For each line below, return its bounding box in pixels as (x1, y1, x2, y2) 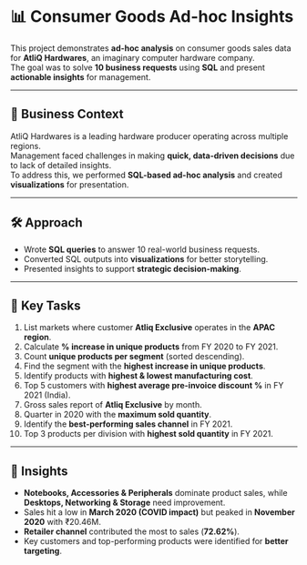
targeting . (23, 546, 63, 557)
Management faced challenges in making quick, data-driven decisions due (10, 150, 295, 161)
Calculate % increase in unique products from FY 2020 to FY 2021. (23, 341, 279, 352)
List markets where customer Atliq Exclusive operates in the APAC (23, 322, 276, 333)
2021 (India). (23, 389, 71, 400)
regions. (10, 140, 42, 151)
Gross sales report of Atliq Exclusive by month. (23, 399, 203, 410)
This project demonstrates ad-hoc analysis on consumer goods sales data (10, 42, 292, 54)
